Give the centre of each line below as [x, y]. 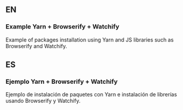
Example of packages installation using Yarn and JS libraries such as [90, 40]
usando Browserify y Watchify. [43, 101]
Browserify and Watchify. [37, 46]
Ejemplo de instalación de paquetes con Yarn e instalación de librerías [91, 95]
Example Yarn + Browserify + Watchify [62, 27]
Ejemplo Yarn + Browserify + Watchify [62, 81]
